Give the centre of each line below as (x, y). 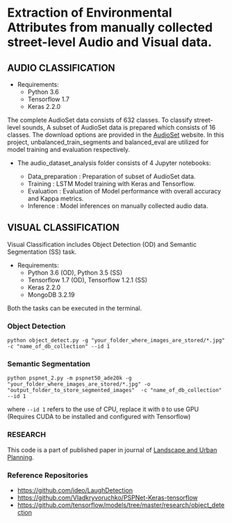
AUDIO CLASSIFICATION (61, 68)
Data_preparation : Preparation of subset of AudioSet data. (111, 176)
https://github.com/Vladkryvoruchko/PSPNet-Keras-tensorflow (107, 498)
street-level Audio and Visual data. (110, 42)
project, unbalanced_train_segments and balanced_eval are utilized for (108, 142)
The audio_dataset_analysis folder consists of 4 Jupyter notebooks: (114, 163)
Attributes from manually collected (110, 27)
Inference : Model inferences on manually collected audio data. (118, 206)
